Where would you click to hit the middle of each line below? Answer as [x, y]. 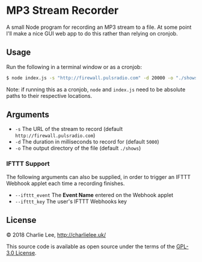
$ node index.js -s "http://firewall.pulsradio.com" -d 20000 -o [90, 78]
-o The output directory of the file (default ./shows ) [78, 148]
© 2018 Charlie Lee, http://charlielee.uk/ [56, 234]
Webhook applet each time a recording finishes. [66, 183]
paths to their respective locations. [49, 96]
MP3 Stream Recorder [63, 11]
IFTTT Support [28, 164]
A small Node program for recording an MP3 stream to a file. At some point [99, 27]
